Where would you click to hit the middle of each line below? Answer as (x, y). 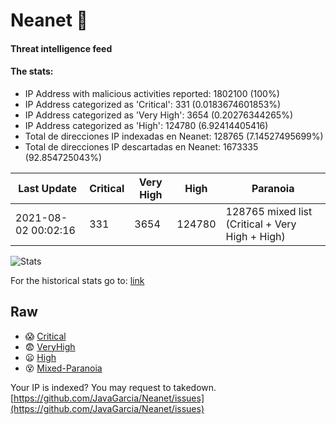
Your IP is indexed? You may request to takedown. (113, 387)
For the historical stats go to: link (77, 280)
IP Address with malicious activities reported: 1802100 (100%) (152, 93)
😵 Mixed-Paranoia (63, 368)
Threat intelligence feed (61, 48)
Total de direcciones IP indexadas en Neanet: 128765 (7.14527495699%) (174, 136)
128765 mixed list (269, 211)
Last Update (48, 188)
